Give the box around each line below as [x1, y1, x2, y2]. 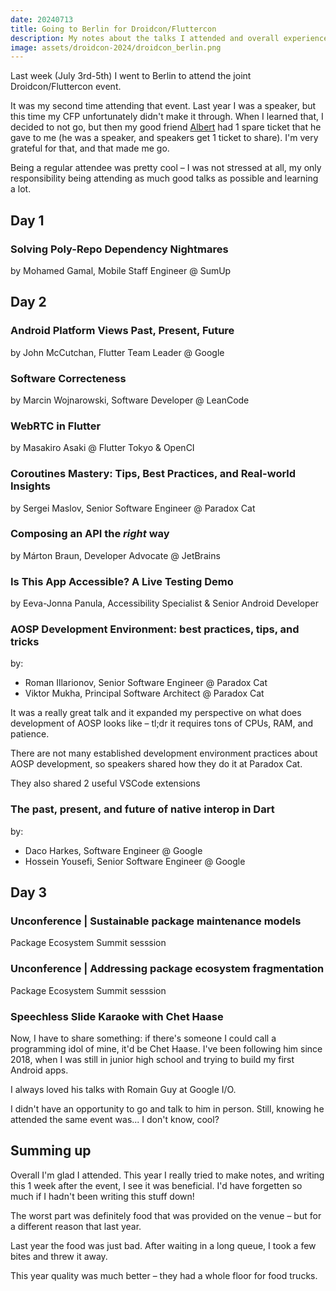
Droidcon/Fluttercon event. [10, 81, 122, 93]
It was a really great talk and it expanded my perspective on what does [10, 707, 302, 719]
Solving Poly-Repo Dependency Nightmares [10, 242, 229, 256]
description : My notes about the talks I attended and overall [10, 33, 280, 43]
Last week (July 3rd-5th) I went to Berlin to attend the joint [10, 70, 252, 82]
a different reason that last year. [10, 1220, 142, 1232]
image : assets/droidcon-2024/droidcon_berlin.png [10, 42, 222, 53]
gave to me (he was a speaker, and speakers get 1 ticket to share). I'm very [10, 132, 319, 144]
